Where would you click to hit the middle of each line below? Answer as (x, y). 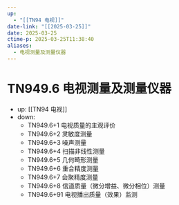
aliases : (20, 46)
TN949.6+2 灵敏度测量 (60, 134)
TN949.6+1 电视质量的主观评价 (72, 125)
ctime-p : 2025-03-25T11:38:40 (51, 39)
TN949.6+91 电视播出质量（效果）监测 (83, 194)
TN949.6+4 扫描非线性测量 (66, 151)
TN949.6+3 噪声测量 (57, 142)
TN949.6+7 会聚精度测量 (63, 177)
